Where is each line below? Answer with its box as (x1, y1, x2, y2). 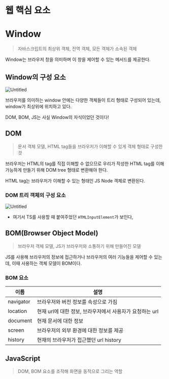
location (8, 308, 27, 315)
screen (8, 327, 24, 334)
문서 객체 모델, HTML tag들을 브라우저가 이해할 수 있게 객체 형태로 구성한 (17, 143, 163, 149)
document (8, 317, 32, 324)
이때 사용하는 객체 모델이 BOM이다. (12, 260, 82, 266)
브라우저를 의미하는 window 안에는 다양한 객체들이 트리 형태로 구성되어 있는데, (5, 97, 161, 103)
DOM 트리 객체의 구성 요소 (5, 192, 66, 199)
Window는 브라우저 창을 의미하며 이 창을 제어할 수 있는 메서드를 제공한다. (5, 56, 151, 62)
